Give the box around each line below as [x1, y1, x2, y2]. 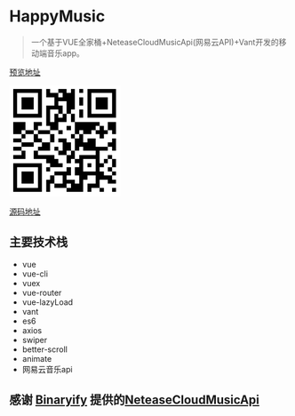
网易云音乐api [21, 364, 73, 374]
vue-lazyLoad [21, 296, 74, 308]
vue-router [21, 287, 62, 298]
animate [21, 353, 52, 364]
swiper [21, 334, 48, 345]
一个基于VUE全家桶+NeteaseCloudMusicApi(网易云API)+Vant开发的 [30, 36, 279, 47]
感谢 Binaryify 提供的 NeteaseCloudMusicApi [9, 393, 259, 408]
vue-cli [21, 268, 49, 279]
